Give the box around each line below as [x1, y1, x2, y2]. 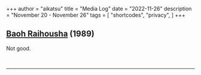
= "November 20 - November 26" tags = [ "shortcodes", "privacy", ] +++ [6, 11, 185, 19]
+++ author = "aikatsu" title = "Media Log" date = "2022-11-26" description [6, 5, 192, 12]
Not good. [6, 44, 31, 52]
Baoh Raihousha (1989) [6, 29, 95, 39]
